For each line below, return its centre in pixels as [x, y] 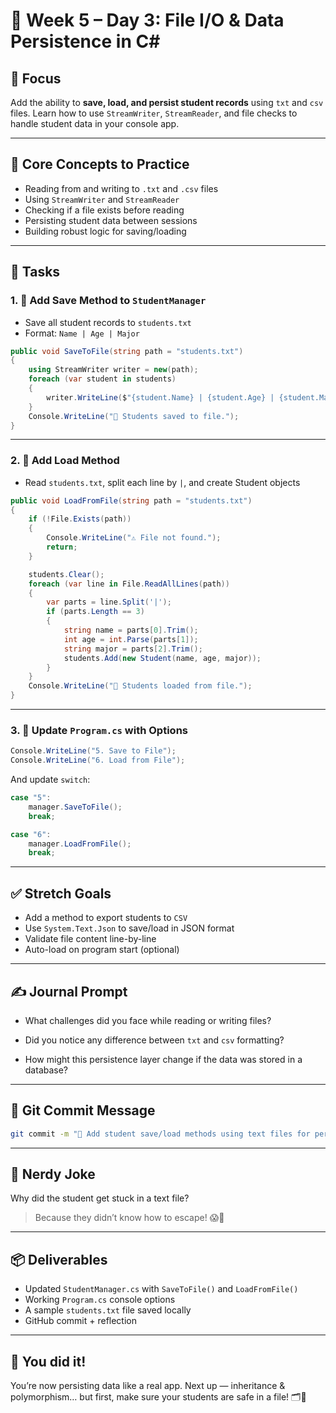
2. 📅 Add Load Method [65, 461]
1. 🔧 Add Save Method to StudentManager [108, 301]
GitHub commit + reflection [81, 1321]
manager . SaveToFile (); [75, 807]
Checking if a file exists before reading [104, 210]
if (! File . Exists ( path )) [80, 519]
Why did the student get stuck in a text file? [100, 1198]
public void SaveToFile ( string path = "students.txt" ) [127, 351]
